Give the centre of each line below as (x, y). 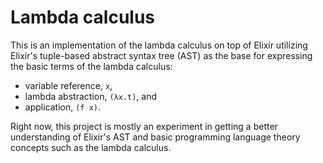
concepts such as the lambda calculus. (91, 147)
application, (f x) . (63, 107)
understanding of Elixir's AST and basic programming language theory (155, 137)
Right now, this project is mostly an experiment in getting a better (144, 126)
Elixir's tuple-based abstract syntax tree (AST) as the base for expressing (161, 55)
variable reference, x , (68, 85)
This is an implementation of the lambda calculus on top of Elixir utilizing (159, 45)
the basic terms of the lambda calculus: (91, 66)
